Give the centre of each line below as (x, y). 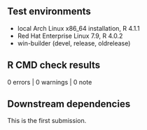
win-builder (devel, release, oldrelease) (74, 43)
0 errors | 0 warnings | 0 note (50, 82)
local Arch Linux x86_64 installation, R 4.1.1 (78, 28)
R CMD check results (54, 65)
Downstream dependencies (69, 104)
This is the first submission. (47, 121)
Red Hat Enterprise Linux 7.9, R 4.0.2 (70, 36)
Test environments (49, 12)
